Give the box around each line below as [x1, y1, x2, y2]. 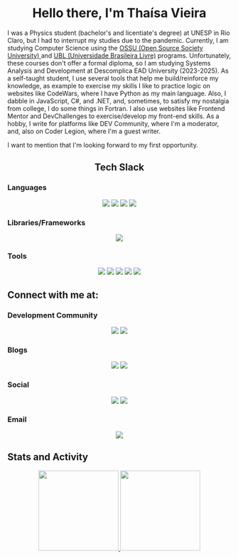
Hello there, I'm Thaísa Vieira [32, 5, 207, 21]
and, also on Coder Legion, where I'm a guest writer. [7, 127, 161, 135]
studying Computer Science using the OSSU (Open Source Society [7, 43, 204, 52]
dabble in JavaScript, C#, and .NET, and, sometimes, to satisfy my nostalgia [7, 96, 229, 105]
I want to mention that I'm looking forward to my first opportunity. [7, 140, 199, 149]
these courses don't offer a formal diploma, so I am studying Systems [7, 58, 211, 67]
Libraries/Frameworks [7, 217, 86, 227]
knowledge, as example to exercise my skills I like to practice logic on [7, 81, 211, 90]
